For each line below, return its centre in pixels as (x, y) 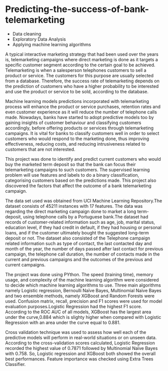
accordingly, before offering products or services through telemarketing (79, 128)
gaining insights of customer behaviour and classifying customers (73, 122)
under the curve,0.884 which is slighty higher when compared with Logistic (83, 317)
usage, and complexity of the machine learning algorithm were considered (82, 280)
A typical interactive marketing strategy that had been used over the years (82, 54)
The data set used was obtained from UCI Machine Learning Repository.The (84, 201)
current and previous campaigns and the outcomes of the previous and (79, 259)
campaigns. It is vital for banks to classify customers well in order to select (82, 133)
